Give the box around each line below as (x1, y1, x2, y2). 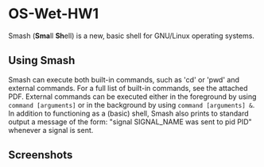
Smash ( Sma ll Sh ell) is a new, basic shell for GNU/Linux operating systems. (8, 31, 254, 40)
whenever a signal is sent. (8, 125, 94, 135)
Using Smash (8, 54, 76, 67)
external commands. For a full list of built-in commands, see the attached (8, 83, 248, 93)
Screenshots (8, 148, 73, 162)
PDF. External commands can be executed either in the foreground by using (8, 92, 257, 101)
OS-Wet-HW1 (8, 5, 99, 23)
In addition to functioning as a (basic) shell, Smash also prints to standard (8, 108, 249, 118)
